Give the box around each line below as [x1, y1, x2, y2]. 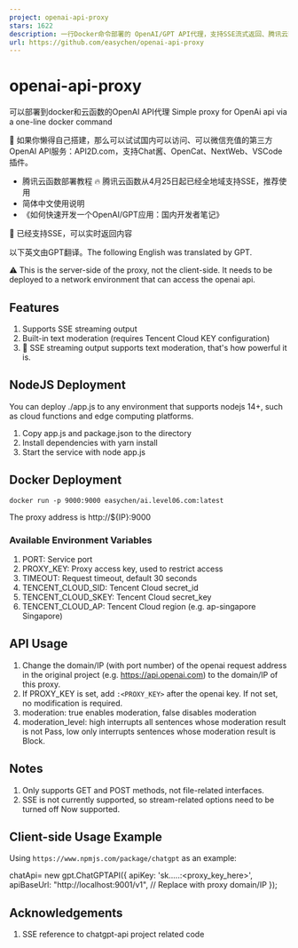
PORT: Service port [21, 554, 93, 564]
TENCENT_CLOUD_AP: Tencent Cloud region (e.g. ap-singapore [21, 601, 256, 611]
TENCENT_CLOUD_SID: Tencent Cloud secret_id [21, 582, 199, 593]
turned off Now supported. [21, 803, 121, 814]
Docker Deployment [9, 473, 122, 488]
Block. [21, 735, 46, 746]
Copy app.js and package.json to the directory [21, 427, 192, 438]
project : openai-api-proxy [9, 12, 109, 22]
